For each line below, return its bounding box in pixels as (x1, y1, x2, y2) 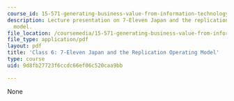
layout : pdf (7, 42, 42, 49)
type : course (7, 56, 45, 63)
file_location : (7, 29, 52, 37)
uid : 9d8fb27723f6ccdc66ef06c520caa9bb (7, 62, 123, 69)
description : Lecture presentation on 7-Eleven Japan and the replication (7, 17, 229, 24)
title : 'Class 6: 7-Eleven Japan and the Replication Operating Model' (7, 49, 219, 56)
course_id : (7, 10, 39, 17)
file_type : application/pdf (7, 36, 89, 43)
